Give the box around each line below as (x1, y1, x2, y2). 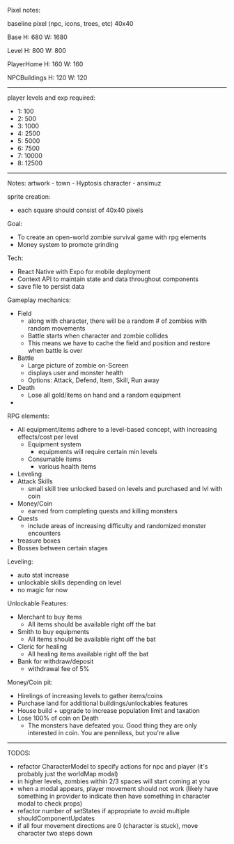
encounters (27, 529, 61, 537)
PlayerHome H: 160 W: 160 (7, 60, 84, 68)
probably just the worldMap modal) (17, 770, 118, 778)
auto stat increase (17, 571, 70, 579)
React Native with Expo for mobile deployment (17, 268, 151, 276)
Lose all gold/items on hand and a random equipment (27, 391, 181, 399)
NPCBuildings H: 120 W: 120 (7, 73, 88, 82)
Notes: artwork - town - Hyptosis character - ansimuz (7, 179, 162, 187)
